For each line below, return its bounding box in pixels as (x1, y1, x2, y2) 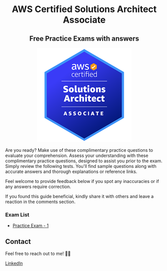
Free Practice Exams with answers (29, 34, 139, 43)
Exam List (5, 211, 30, 218)
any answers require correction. (5, 184, 71, 190)
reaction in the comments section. (5, 199, 76, 205)
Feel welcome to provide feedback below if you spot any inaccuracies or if (5, 178, 159, 184)
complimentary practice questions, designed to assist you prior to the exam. (5, 158, 162, 164)
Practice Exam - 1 (12, 223, 49, 229)
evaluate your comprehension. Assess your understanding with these (5, 152, 149, 158)
